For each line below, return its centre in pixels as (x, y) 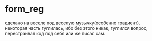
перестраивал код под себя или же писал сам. (55, 33)
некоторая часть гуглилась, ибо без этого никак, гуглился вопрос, (76, 28)
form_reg (25, 9)
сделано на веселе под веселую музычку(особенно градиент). (73, 23)
